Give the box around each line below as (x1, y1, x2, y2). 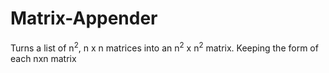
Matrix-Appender (10, 7, 158, 30)
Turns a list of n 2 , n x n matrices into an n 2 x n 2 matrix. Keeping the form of (10, 40, 319, 54)
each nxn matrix (10, 52, 77, 64)
